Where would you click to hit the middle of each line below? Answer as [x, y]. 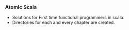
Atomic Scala [21, 7]
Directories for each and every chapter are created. [63, 22]
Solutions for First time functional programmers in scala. [68, 18]
